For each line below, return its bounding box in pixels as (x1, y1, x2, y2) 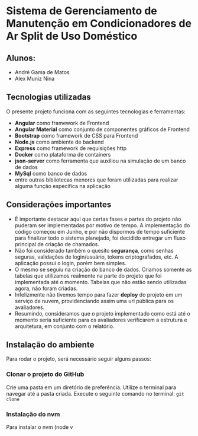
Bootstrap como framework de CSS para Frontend (14, 132, 138, 139)
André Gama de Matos (14, 69, 70, 75)
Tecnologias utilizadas (6, 92, 91, 102)
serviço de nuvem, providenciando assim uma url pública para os (14, 297, 174, 304)
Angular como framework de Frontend (14, 119, 109, 126)
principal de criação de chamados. (14, 240, 99, 247)
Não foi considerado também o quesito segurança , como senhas (14, 247, 174, 254)
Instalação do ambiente (6, 340, 95, 350)
